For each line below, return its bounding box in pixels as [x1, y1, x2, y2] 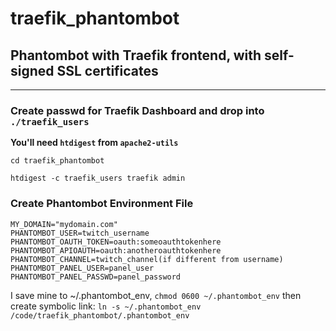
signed [10, 62, 55, 79]
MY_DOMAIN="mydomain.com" [10, 219, 118, 229]
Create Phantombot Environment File [10, 197, 194, 211]
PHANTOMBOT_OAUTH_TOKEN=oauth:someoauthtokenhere [10, 237, 222, 247]
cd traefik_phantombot [10, 156, 105, 166]
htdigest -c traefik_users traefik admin [10, 173, 186, 184]
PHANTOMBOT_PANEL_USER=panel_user [10, 263, 155, 273]
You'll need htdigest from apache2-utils [10, 137, 179, 149]
